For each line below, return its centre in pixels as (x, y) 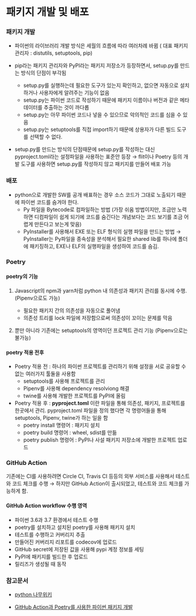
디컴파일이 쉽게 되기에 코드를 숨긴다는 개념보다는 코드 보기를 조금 (109, 217)
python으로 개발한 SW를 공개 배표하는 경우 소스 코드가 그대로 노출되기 (95, 195)
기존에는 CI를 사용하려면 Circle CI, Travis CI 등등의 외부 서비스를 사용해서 (90, 476)
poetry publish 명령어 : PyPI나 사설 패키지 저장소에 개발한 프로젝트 (100, 440)
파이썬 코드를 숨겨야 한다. (50, 202)
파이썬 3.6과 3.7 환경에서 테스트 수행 (56, 520)
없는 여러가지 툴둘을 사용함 (45, 374)
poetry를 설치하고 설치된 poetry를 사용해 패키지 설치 (75, 527)
